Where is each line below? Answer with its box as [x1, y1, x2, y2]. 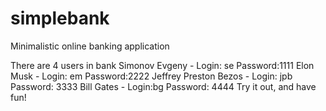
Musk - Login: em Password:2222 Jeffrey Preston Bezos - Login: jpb [10, 70, 293, 82]
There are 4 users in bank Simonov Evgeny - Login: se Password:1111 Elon [10, 59, 315, 71]
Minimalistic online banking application [10, 40, 170, 52]
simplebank [10, 7, 110, 30]
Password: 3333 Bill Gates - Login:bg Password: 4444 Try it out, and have [10, 80, 317, 92]
